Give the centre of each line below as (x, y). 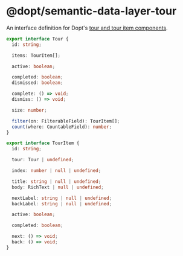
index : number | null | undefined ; (56, 171)
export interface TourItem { (43, 143)
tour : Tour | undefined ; (43, 160)
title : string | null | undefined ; (56, 181)
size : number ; (29, 110)
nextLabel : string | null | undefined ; (62, 198)
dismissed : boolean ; (37, 83)
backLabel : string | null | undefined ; (62, 203)
